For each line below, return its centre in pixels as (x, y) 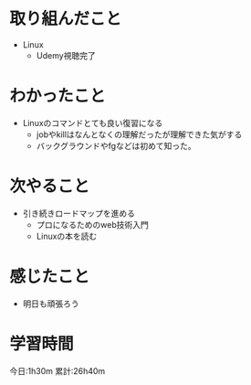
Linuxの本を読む (67, 236)
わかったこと (58, 96)
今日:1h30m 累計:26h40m (58, 370)
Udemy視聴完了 (66, 55)
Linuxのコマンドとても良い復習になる (93, 123)
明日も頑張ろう (51, 304)
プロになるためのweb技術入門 (92, 224)
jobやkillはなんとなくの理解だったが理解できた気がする (139, 134)
